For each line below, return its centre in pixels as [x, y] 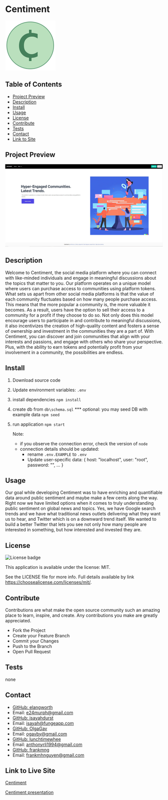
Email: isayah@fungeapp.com [43, 723]
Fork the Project [29, 630]
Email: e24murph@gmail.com [43, 712]
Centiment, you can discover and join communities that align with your [77, 336]
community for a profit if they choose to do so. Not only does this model [79, 315]
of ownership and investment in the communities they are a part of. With [79, 331]
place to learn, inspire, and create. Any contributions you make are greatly [81, 615]
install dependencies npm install [47, 399]
